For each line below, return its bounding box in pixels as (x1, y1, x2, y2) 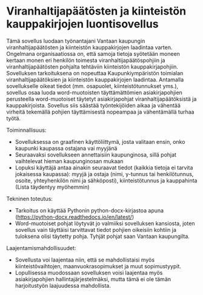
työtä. (6, 114, 21, 122)
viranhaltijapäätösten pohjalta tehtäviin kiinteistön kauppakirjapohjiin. (6, 63, 179, 70)
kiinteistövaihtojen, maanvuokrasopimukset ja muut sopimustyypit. (15, 262, 182, 270)
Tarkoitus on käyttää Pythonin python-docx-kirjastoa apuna (15, 206, 164, 214)
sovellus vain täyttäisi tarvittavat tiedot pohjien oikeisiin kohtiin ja (15, 226, 177, 233)
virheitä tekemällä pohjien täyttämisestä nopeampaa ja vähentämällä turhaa (6, 108, 195, 115)
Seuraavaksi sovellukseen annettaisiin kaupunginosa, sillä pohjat (15, 151, 177, 158)
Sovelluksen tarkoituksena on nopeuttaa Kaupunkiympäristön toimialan (6, 69, 184, 76)
